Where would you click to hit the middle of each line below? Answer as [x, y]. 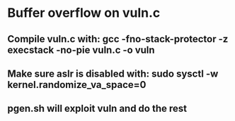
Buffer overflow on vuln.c [84, 13]
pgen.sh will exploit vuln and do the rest [97, 109]
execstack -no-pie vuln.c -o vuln [81, 50]
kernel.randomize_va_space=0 [77, 85]
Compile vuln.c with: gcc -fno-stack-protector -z [118, 39]
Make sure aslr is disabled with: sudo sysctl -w [113, 74]
